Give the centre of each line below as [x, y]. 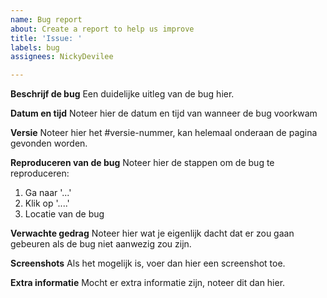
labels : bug [35, 47]
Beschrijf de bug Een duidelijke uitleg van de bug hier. [122, 94]
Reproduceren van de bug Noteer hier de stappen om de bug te [142, 163]
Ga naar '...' [48, 193]
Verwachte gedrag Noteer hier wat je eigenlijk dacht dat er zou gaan [152, 233]
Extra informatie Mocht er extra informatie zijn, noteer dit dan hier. [148, 283]
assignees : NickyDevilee [62, 57]
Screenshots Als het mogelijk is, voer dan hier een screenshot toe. [148, 263]
